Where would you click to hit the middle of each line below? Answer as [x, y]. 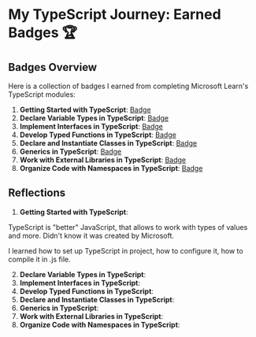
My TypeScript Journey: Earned [115, 15]
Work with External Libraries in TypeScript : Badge [103, 160]
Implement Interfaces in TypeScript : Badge [91, 126]
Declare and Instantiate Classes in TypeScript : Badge [108, 143]
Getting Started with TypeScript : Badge [85, 109]
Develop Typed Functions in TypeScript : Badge [98, 135]
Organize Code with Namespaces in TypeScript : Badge [111, 168]
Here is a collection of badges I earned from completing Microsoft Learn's [128, 86]
